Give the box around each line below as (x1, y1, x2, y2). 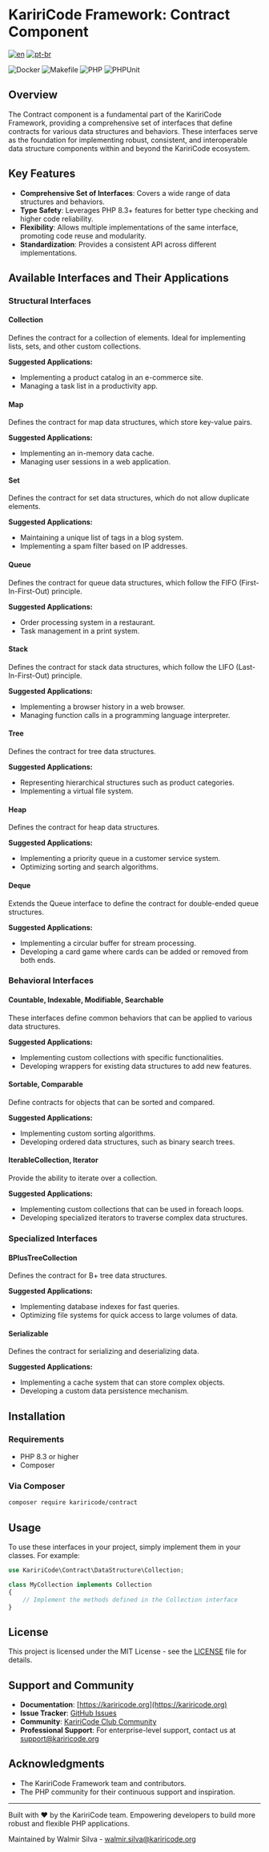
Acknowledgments (8, 1757, 106, 1771)
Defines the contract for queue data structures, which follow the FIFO (8, 577, 238, 587)
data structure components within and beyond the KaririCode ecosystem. (8, 143, 251, 153)
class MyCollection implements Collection (8, 1581, 152, 1589)
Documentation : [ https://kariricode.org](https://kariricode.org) (19, 1700, 227, 1710)
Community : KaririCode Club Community (19, 1717, 157, 1727)
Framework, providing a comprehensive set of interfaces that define (8, 118, 233, 128)
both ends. (19, 955, 56, 965)
